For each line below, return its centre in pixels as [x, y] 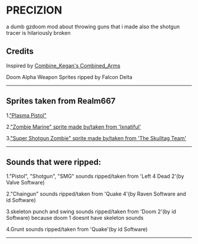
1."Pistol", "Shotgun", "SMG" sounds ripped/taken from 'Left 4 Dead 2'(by [95, 176]
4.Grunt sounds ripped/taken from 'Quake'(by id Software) [77, 229]
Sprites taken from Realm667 [61, 101]
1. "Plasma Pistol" [27, 115]
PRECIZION [34, 10]
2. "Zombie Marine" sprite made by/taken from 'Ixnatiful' [74, 127]
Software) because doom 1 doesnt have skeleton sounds [75, 218]
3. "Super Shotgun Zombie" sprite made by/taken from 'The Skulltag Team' [96, 138]
